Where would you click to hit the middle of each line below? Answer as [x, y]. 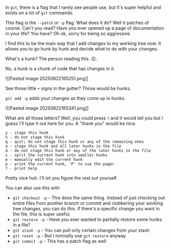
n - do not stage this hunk [35, 137]
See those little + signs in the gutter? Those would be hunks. [68, 88]
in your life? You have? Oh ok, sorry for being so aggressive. [68, 33]
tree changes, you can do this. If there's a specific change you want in [86, 208]
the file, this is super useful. [42, 214]
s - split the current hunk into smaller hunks [57, 155]
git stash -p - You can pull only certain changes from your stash [81, 230]
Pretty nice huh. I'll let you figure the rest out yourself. [61, 178]
